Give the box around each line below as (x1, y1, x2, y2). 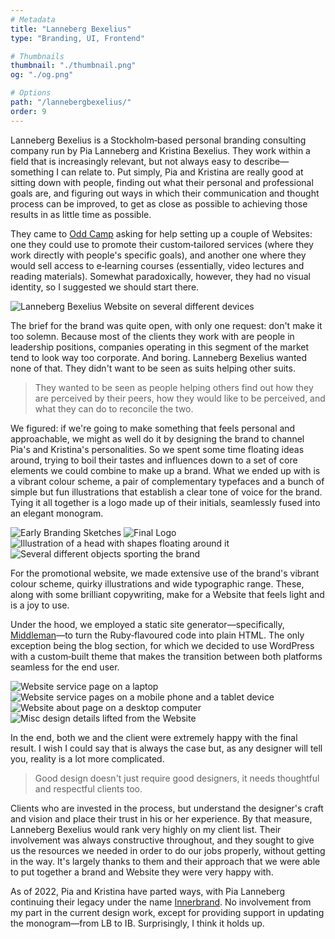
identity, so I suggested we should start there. (10, 281, 200, 293)
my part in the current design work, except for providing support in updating (10, 906, 325, 918)
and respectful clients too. (34, 782, 143, 795)
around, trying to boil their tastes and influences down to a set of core (10, 454, 298, 466)
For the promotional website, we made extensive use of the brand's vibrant (10, 567, 320, 579)
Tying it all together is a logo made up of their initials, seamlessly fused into (10, 496, 321, 508)
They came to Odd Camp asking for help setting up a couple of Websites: (10, 227, 313, 240)
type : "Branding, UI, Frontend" (10, 33, 145, 43)
